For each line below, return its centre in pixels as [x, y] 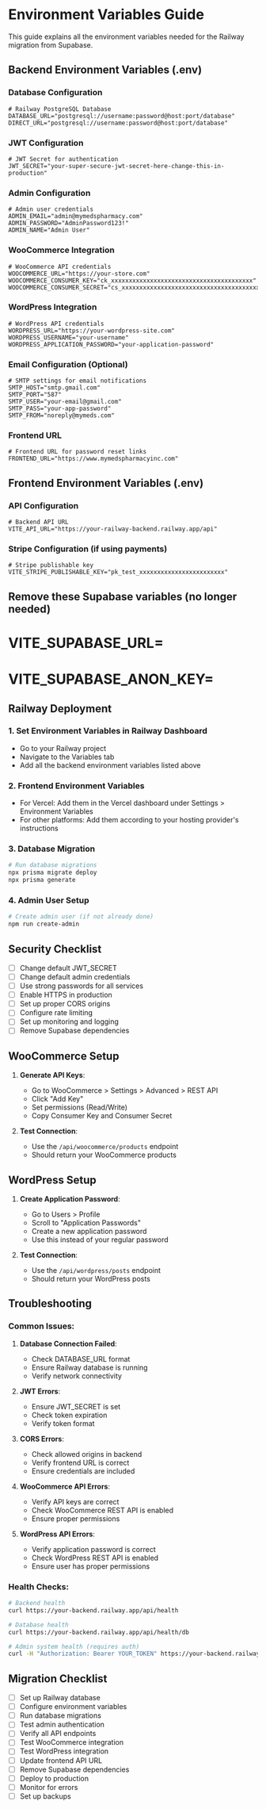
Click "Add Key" [57, 1099]
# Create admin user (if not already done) [81, 917]
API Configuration [44, 505]
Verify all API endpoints [58, 1734]
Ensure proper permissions [76, 1518]
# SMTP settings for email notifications [78, 381]
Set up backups [45, 1796]
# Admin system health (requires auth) [74, 1646]
